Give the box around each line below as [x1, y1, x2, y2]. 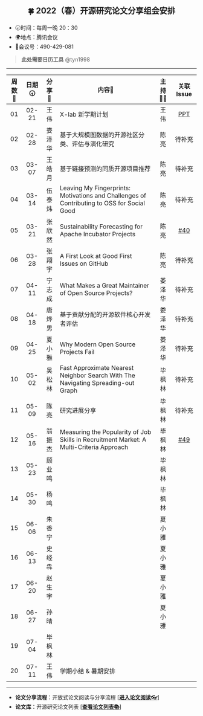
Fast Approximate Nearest [59, 364, 134, 372]
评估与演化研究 [71, 140, 115, 148]
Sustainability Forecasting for [59, 222, 143, 231]
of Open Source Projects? [59, 289, 133, 297]
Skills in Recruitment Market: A [59, 436, 147, 444]
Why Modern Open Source [59, 340, 136, 349]
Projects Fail [59, 348, 95, 356]
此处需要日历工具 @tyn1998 [21, 56, 91, 63]
